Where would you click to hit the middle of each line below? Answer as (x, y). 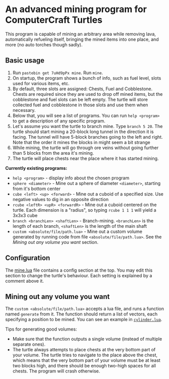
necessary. (24, 110)
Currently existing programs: (36, 168)
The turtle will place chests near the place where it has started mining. (86, 158)
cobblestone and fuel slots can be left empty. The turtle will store (80, 99)
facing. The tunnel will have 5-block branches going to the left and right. (88, 137)
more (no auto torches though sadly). (44, 44)
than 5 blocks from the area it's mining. (53, 153)
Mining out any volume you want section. (55, 242)
